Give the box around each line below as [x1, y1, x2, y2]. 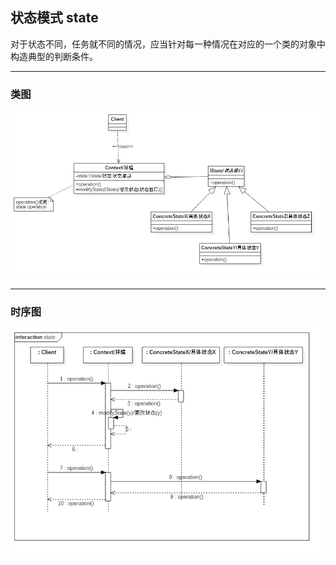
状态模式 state [10, 9, 99, 27]
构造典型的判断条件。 [10, 50, 98, 62]
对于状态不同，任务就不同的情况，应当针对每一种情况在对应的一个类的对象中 [10, 38, 326, 50]
